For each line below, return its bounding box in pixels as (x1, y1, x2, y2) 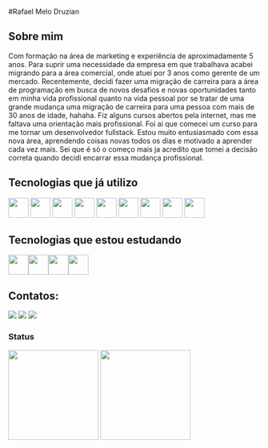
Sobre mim (8, 30, 64, 43)
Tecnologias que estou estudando (8, 233, 182, 247)
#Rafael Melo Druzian (8, 7, 80, 16)
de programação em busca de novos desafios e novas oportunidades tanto (8, 85, 257, 94)
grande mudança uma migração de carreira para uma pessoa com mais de (8, 101, 254, 111)
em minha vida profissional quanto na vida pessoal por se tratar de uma (8, 93, 245, 103)
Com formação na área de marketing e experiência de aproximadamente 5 (8, 51, 254, 61)
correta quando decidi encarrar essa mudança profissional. (8, 153, 204, 162)
